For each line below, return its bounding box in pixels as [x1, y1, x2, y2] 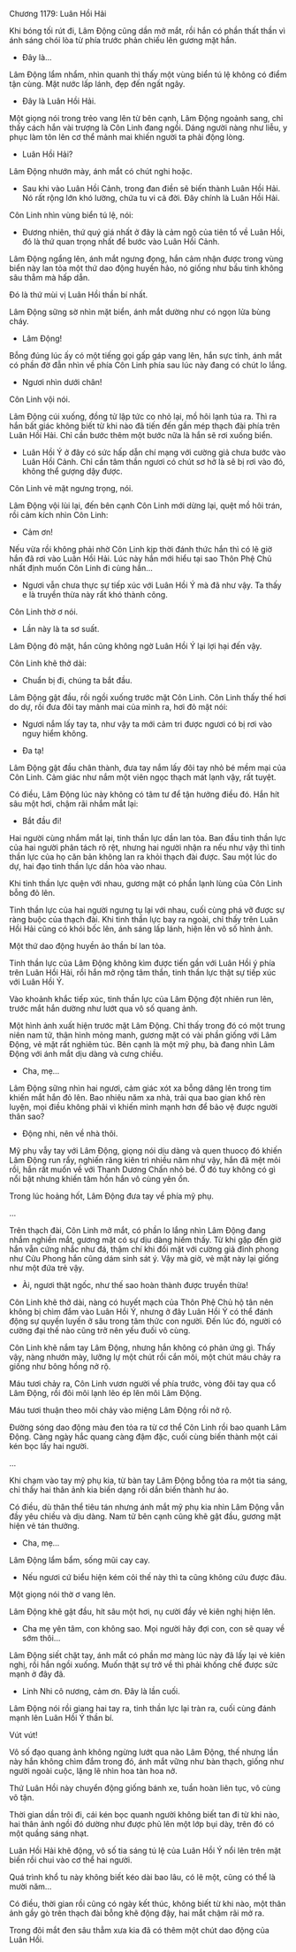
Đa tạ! [21, 745, 44, 756]
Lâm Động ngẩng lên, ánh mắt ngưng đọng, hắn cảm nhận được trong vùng [9, 253, 284, 264]
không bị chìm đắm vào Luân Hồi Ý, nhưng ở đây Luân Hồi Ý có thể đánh [9, 1307, 274, 1316]
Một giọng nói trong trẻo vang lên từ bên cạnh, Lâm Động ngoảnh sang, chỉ [9, 113, 284, 123]
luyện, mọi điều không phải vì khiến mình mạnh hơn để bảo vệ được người [9, 1102, 278, 1112]
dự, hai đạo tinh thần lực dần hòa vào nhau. [9, 861, 167, 871]
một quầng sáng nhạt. [9, 1828, 89, 1839]
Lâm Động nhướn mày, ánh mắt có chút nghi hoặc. [9, 166, 193, 176]
